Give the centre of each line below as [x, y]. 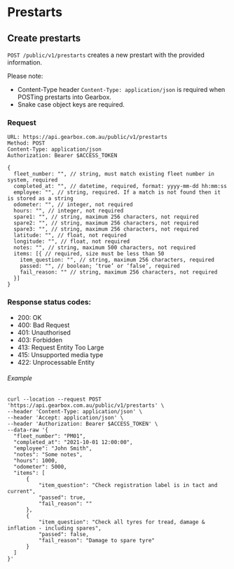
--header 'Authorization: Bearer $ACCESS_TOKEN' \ [83, 424]
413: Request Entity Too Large [61, 347]
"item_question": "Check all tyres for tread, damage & [122, 522]
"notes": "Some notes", [48, 454]
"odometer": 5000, [41, 467]
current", [22, 491]
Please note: [25, 76]
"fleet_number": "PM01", [50, 436]
